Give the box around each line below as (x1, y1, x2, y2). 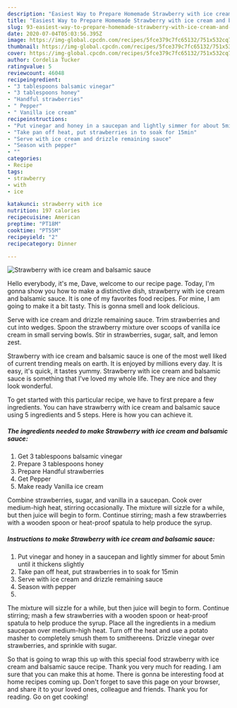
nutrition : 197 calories (7, 207, 80, 214)
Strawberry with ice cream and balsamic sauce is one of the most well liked (7, 352, 227, 361)
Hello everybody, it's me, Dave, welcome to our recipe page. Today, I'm (7, 279, 215, 288)
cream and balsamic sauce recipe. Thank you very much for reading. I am (7, 663, 222, 671)
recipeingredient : (7, 76, 61, 83)
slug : (7, 23, 23, 30)
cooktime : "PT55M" (7, 227, 61, 234)
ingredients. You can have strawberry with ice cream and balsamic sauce (7, 403, 221, 412)
